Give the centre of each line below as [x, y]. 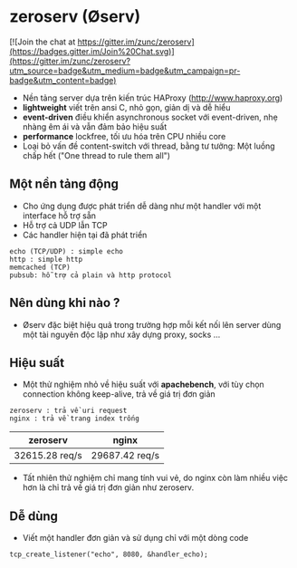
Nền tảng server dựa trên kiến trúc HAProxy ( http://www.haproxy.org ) [153, 98]
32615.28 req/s [48, 456]
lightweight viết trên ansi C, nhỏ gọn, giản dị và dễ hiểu [126, 107]
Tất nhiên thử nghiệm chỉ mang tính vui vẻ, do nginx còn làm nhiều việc [155, 478]
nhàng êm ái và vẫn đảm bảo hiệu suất [95, 126]
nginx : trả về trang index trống [75, 419]
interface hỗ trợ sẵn [59, 216]
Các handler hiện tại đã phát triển [85, 235]
